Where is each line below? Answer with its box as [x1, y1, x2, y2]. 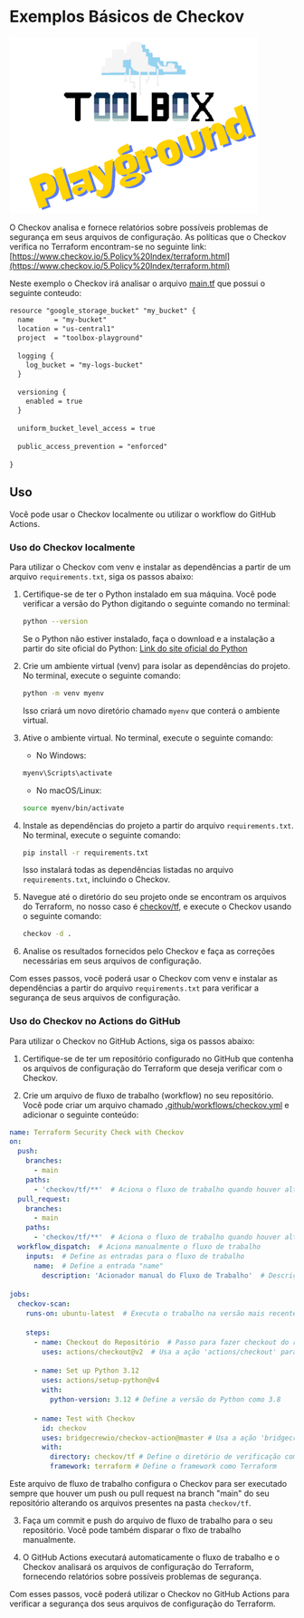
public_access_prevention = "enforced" [17, 442, 168, 451]
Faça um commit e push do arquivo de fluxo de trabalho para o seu [22, 1515, 273, 1527]
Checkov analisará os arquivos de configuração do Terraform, [22, 1562, 254, 1573]
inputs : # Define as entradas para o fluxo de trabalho [25, 1251, 245, 1260]
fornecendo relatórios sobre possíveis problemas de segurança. [22, 1571, 262, 1582]
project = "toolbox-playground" [17, 333, 144, 342]
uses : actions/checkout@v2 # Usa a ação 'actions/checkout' [42, 1347, 278, 1356]
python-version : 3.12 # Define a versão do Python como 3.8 [49, 1395, 281, 1404]
